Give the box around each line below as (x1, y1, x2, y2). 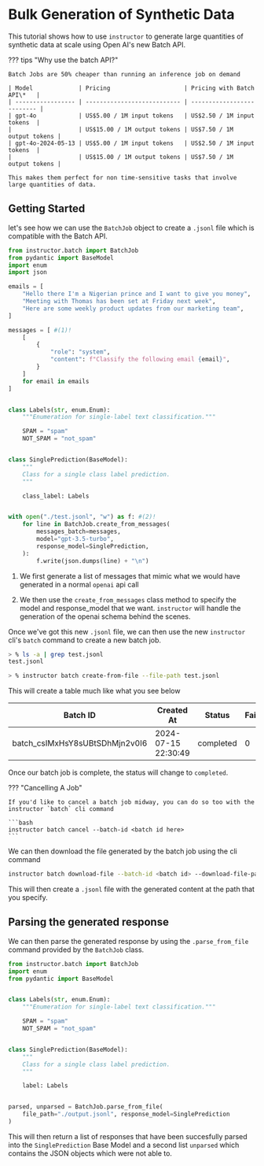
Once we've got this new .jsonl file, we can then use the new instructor (8, 627, 246, 636)
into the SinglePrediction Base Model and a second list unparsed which (8, 1140, 240, 1149)
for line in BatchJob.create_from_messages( (22, 520, 170, 528)
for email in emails (22, 377, 90, 385)
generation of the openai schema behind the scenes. (19, 612, 191, 621)
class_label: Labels (22, 492, 90, 500)
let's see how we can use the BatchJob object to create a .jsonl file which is (8, 223, 255, 232)
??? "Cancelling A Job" (8, 783, 82, 793)
